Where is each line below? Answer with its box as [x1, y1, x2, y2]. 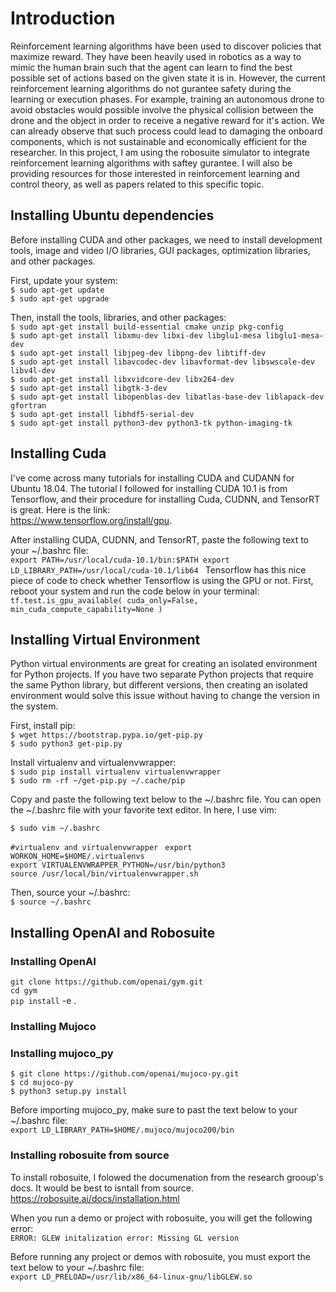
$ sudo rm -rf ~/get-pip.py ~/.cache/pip [10, 776, 186, 786]
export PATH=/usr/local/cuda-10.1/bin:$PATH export [10, 555, 230, 565]
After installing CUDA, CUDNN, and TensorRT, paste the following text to [10, 533, 310, 546]
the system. [10, 700, 59, 712]
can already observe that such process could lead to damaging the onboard [10, 125, 323, 137]
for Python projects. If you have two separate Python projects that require [10, 668, 314, 681]
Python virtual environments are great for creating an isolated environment [10, 658, 318, 670]
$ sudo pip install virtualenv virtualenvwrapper [10, 767, 222, 777]
